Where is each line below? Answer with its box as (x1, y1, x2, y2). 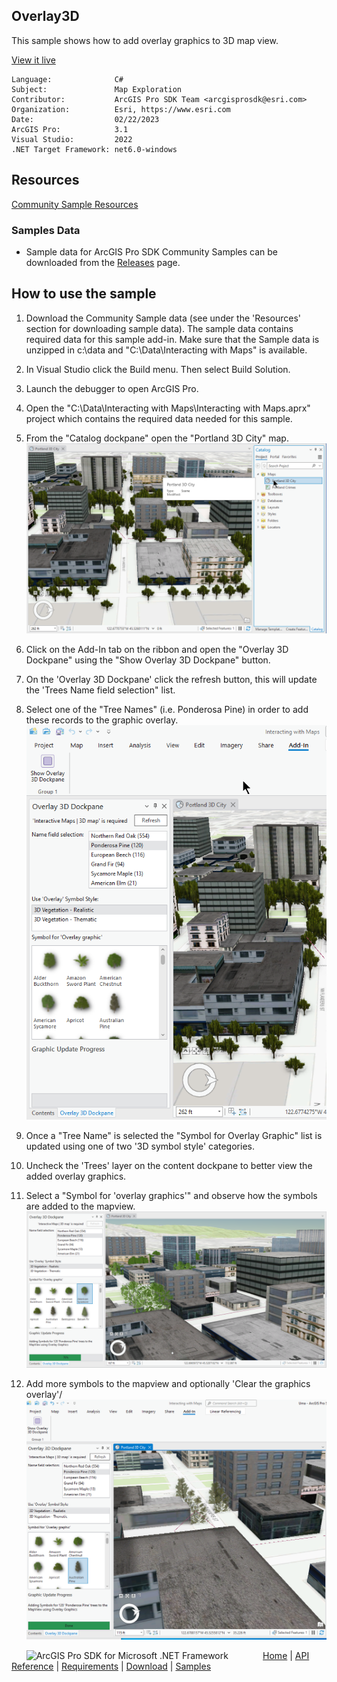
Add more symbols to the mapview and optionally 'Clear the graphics (25, 1377, 311, 1389)
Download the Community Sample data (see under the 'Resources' (25, 312, 302, 324)
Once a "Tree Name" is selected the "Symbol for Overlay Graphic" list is (25, 1129, 323, 1141)
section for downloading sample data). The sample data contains (25, 322, 294, 334)
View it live (11, 54, 56, 66)
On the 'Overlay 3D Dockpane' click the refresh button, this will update (25, 673, 318, 685)
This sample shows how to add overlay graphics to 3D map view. (11, 34, 279, 46)
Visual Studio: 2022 (11, 134, 133, 144)
